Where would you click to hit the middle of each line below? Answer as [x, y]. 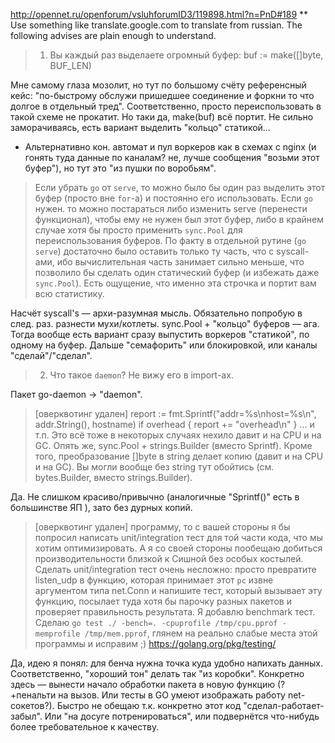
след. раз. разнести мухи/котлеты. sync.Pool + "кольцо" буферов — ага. [165, 323]
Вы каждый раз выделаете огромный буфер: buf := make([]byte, [186, 55]
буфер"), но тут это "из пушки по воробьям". [120, 168]
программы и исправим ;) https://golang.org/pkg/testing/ [155, 643]
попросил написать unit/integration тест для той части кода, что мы [179, 537]
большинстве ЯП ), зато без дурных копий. [101, 507]
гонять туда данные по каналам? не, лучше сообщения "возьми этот [172, 157]
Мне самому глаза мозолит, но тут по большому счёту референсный [158, 85]
